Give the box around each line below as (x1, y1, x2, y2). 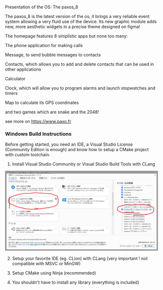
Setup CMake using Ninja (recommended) (12, 270, 96, 276)
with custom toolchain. (5, 152, 50, 158)
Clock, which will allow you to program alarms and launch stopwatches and (5, 85, 156, 91)
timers (5, 91, 18, 96)
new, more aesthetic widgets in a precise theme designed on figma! (5, 24, 141, 30)
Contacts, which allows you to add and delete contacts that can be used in (5, 61, 154, 67)
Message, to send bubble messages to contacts (5, 52, 101, 58)
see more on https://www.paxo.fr (5, 119, 71, 124)
